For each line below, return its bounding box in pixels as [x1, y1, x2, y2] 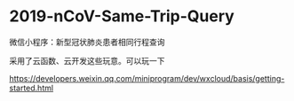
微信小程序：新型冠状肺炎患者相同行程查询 [9, 36, 165, 47]
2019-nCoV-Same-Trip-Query [9, 6, 235, 27]
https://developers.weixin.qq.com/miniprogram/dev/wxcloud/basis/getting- [9, 73, 285, 83]
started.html [9, 82, 54, 93]
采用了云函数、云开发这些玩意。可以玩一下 [9, 55, 165, 66]
